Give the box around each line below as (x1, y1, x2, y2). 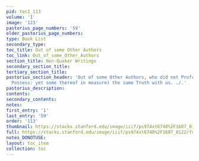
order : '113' (6, 119, 38, 124)
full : (6, 129, 20, 136)
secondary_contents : (6, 96, 57, 102)
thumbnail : (6, 124, 33, 130)
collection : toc (6, 146, 46, 152)
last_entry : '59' (6, 113, 49, 119)
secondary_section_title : (6, 63, 70, 70)
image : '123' (6, 19, 38, 25)
